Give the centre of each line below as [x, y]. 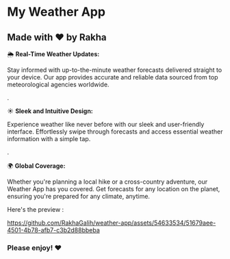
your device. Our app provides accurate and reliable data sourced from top [113, 77]
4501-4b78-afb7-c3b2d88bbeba [54, 230]
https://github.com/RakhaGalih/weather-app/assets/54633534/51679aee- [112, 223]
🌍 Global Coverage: [36, 166]
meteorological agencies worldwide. [58, 84]
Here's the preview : [36, 209]
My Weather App [56, 12]
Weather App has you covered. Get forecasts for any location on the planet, [114, 189]
